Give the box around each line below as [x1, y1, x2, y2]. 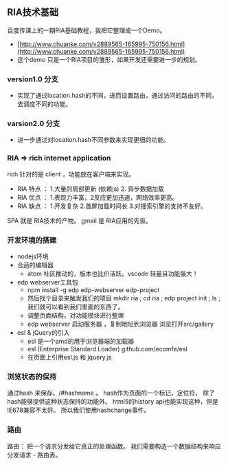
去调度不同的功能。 [16, 100, 72, 108]
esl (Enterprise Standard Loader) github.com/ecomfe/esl [27, 345, 187, 353]
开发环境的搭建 [7, 235, 57, 245]
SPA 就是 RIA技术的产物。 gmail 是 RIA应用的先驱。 [7, 216, 152, 225]
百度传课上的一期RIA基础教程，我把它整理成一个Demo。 [7, 26, 166, 34]
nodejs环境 [16, 252, 49, 260]
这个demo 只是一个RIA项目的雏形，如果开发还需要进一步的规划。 [16, 55, 201, 63]
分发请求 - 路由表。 [7, 451, 62, 459]
